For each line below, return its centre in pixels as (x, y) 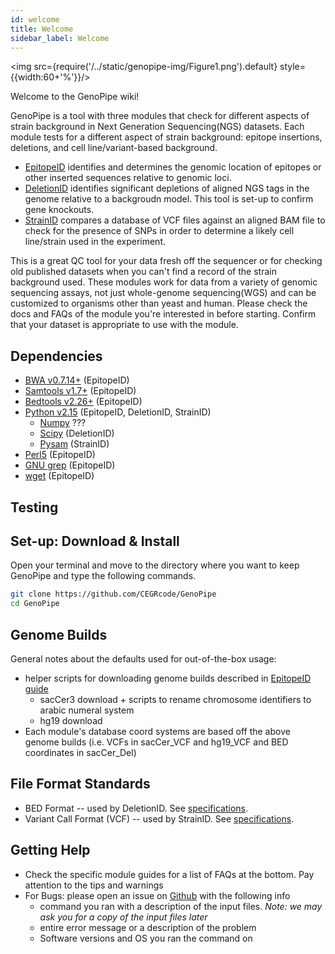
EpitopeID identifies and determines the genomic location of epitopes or (173, 167)
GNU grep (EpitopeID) (70, 465)
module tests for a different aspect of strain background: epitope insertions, (166, 137)
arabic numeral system (87, 710)
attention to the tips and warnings (94, 885)
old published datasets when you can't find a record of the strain (143, 272)
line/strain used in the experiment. (95, 242)
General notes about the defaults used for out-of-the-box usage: (143, 658)
